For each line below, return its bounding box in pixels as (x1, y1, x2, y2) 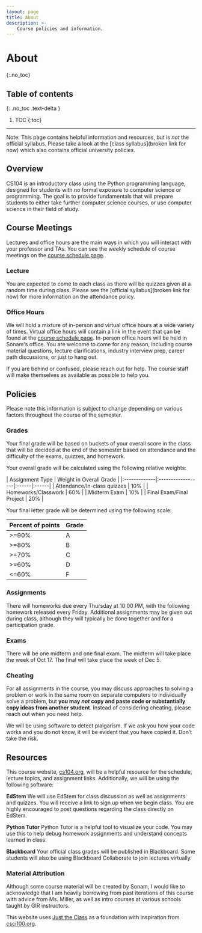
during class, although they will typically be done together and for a (6, 614, 174, 622)
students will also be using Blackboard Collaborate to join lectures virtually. (6, 854, 192, 861)
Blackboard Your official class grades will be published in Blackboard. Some (6, 848, 195, 855)
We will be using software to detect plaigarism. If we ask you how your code (6, 722, 195, 729)
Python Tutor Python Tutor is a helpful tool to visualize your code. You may (6, 824, 192, 831)
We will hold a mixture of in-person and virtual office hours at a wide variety (6, 322, 195, 329)
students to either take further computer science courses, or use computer (6, 199, 192, 206)
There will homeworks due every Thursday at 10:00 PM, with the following (6, 602, 190, 609)
